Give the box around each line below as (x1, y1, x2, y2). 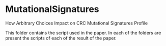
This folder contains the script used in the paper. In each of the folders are (5, 29, 161, 35)
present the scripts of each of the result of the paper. (5, 35, 117, 41)
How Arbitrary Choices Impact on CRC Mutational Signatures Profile (5, 20, 148, 26)
